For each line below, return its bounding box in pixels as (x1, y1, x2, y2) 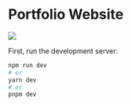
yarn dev (8, 76, 37, 84)
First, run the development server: (8, 46, 118, 56)
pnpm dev (8, 90, 37, 99)
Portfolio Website (8, 5, 124, 24)
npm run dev (8, 61, 47, 69)
